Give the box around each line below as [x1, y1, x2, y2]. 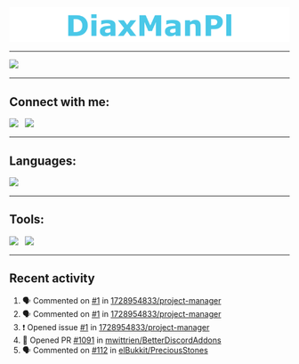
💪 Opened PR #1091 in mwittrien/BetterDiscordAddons [21, 335, 222, 345]
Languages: [9, 153, 77, 168]
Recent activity [9, 271, 95, 287]
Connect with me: [9, 94, 110, 109]
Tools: [9, 212, 44, 227]
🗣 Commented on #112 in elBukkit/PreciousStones [21, 344, 209, 355]
